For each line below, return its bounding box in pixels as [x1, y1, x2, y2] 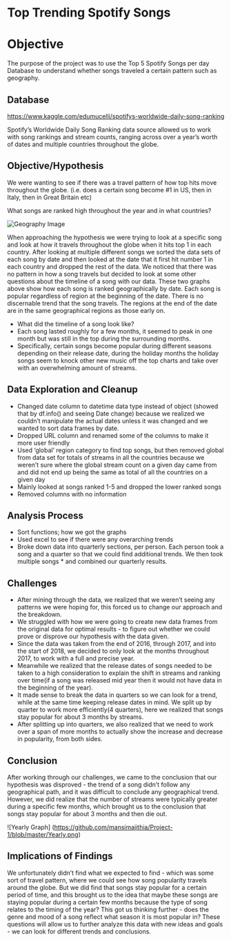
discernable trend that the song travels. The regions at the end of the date [7, 299, 217, 307]
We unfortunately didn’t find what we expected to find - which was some [7, 869, 214, 877]
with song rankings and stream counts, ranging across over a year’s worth [7, 132, 218, 141]
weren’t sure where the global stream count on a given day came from [17, 461, 217, 469]
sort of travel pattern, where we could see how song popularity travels [7, 876, 207, 884]
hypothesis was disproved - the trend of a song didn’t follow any [7, 780, 190, 789]
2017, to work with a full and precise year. [17, 654, 135, 662]
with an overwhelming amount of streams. [17, 363, 137, 372]
